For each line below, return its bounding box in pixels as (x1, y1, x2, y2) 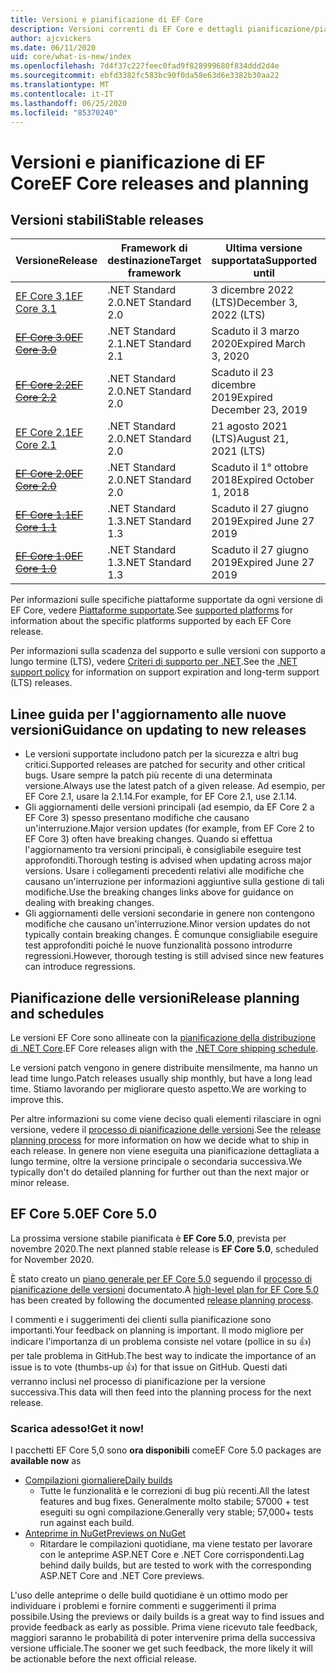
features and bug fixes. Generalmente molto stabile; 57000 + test (39, 1496, 309, 1508)
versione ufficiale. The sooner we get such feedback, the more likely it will (10, 1642, 313, 1655)
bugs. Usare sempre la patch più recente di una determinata (24, 769, 273, 781)
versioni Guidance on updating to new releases (10, 721, 307, 738)
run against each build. (39, 1517, 135, 1529)
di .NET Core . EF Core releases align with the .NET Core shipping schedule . (10, 1042, 319, 1054)
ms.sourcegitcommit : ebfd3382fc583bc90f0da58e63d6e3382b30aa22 (10, 71, 280, 81)
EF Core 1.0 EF (15, 549, 84, 563)
